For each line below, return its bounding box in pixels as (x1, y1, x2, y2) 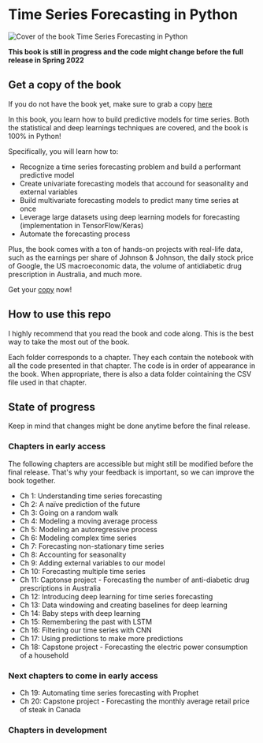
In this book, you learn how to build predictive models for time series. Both (8, 114, 250, 124)
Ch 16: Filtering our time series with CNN (19, 625, 152, 635)
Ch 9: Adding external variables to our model (19, 558, 165, 568)
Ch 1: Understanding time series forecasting (19, 491, 163, 501)
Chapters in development (8, 724, 108, 735)
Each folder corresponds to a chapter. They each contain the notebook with (8, 352, 254, 362)
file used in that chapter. (8, 377, 87, 387)
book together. (8, 475, 57, 485)
